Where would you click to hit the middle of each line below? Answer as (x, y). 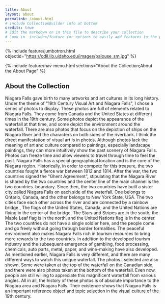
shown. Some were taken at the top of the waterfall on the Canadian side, (79, 265)
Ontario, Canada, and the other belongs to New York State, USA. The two (79, 197)
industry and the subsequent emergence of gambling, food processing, (77, 244)
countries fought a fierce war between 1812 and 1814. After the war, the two (82, 171)
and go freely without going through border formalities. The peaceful (75, 228)
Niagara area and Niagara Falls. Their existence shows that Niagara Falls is (81, 285)
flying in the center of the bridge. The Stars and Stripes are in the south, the (82, 213)
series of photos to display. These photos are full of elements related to (77, 108)
